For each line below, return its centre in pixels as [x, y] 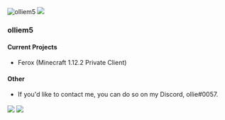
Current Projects [32, 47]
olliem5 [21, 30]
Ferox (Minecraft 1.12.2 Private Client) [72, 63]
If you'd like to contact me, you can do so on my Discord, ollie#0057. [118, 95]
